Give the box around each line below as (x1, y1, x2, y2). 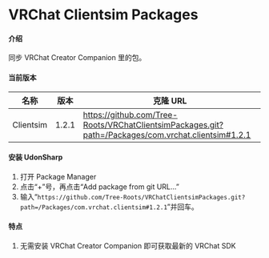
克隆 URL (152, 95, 187, 106)
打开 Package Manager (19, 171, 97, 181)
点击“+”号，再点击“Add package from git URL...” (19, 182, 180, 191)
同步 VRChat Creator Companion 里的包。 (8, 53, 147, 62)
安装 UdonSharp (8, 152, 63, 162)
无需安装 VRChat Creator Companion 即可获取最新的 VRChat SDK (19, 241, 236, 250)
